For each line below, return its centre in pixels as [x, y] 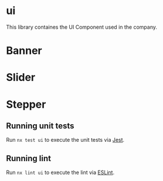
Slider [21, 78]
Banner [24, 51]
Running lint [29, 158]
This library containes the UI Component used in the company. [81, 27]
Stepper [26, 104]
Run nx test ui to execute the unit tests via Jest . [65, 140]
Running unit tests [40, 126]
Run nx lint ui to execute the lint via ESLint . [60, 173]
